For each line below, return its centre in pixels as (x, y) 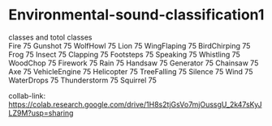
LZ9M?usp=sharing (41, 113)
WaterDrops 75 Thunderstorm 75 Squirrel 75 (82, 80)
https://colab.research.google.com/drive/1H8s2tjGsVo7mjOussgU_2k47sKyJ (135, 104)
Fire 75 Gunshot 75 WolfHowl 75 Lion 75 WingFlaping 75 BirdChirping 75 (130, 45)
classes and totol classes (50, 37)
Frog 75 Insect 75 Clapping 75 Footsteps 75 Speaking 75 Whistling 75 (125, 54)
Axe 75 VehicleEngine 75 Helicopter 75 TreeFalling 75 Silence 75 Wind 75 (131, 71)
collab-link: (27, 95)
